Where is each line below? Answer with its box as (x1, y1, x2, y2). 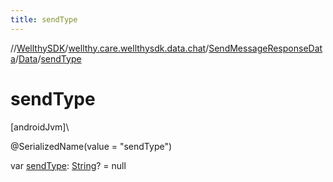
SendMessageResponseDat (208, 42, 323, 54)
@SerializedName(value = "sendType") (10, 140, 173, 152)
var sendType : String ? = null (10, 159, 127, 171)
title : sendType (10, 14, 78, 25)
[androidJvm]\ (10, 121, 70, 133)
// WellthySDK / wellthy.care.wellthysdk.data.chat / (10, 42, 210, 54)
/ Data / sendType (14, 52, 82, 65)
